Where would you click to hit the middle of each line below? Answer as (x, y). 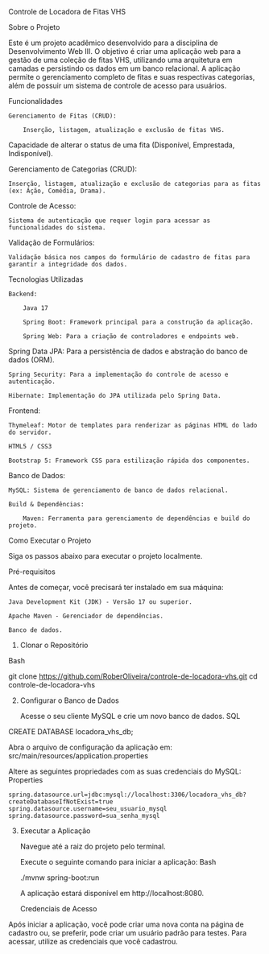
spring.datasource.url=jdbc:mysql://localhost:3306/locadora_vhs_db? (128, 795)
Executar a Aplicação (55, 831)
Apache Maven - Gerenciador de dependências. (86, 616)
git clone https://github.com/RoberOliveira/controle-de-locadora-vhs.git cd (133, 676)
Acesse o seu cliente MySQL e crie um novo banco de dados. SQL (130, 716)
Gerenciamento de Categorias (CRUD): (73, 169)
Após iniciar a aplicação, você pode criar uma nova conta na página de (126, 924)
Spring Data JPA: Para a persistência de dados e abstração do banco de (128, 351)
